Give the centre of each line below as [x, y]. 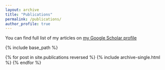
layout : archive [22, 10]
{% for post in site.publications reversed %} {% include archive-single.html [83, 57]
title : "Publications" [29, 14]
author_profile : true [28, 24]
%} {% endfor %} [23, 62]
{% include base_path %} [32, 47]
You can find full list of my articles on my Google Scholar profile [71, 38]
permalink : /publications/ [33, 19]
